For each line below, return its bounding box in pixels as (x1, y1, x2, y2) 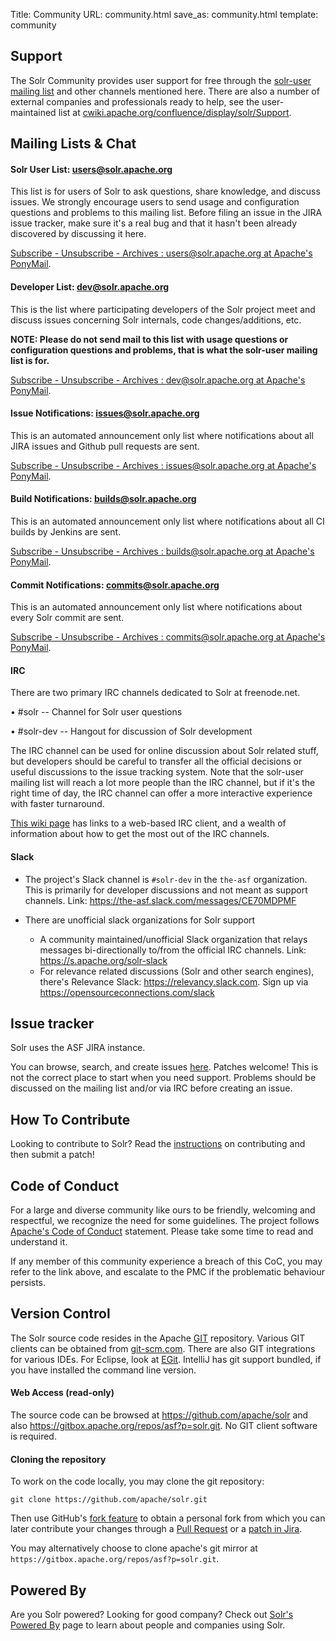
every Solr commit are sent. (10, 612, 125, 624)
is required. (10, 1430, 57, 1443)
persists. (10, 1277, 47, 1289)
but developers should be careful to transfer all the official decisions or (10, 755, 303, 768)
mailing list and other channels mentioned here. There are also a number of (10, 85, 320, 97)
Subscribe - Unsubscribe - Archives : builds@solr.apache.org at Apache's (10, 545, 315, 558)
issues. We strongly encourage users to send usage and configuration (10, 196, 300, 208)
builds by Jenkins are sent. (10, 526, 122, 538)
